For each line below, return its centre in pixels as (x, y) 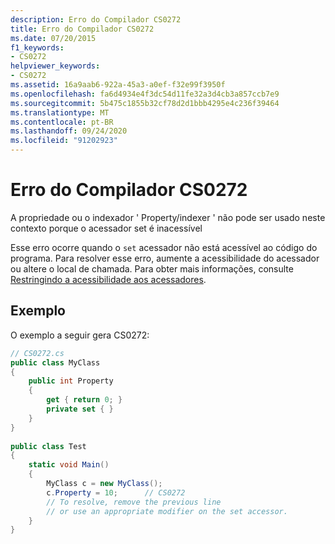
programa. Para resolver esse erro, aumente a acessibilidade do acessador (165, 258)
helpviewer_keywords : (55, 66)
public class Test (48, 446)
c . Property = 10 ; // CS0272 (116, 492)
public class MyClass (55, 362)
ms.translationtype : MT (60, 112)
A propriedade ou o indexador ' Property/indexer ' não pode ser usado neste (168, 217)
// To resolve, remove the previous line (134, 502)
